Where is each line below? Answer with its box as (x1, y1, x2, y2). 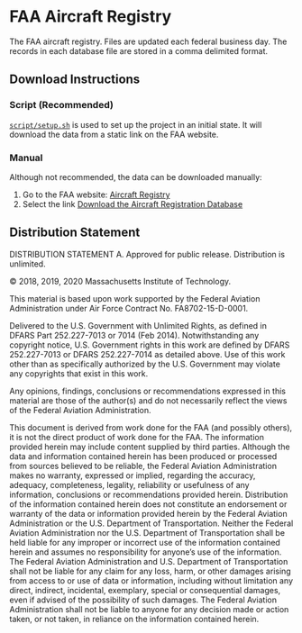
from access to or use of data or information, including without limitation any (9, 574, 294, 586)
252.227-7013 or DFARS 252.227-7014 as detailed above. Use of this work (9, 348, 286, 359)
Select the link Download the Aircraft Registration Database (22, 198, 243, 209)
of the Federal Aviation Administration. (9, 404, 151, 415)
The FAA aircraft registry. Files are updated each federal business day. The (9, 36, 288, 47)
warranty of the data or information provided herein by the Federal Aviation (9, 508, 288, 519)
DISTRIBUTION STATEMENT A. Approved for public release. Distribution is (9, 249, 286, 259)
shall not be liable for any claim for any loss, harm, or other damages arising (9, 565, 291, 576)
